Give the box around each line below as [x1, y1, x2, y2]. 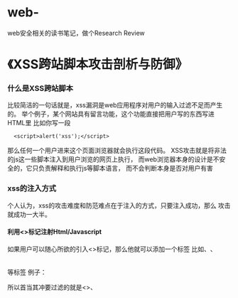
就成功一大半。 [7, 210, 51, 218]
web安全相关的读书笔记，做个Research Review [7, 28, 146, 37]
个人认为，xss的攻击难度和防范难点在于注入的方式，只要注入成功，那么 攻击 [7, 201, 231, 210]
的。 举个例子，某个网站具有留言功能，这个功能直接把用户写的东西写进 [7, 110, 215, 118]
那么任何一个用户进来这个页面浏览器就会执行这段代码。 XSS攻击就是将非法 [7, 147, 227, 155]
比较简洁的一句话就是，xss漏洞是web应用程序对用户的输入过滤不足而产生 [7, 101, 223, 110]
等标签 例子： [7, 267, 47, 276]
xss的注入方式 [7, 183, 57, 193]
